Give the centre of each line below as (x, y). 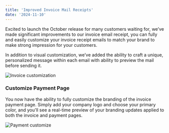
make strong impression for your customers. (51, 45)
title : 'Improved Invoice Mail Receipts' (49, 10)
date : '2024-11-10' (26, 15)
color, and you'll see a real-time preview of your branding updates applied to (85, 110)
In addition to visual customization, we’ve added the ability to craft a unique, (84, 55)
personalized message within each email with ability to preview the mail (79, 60)
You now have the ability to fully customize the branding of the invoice (78, 99)
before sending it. (23, 65)
